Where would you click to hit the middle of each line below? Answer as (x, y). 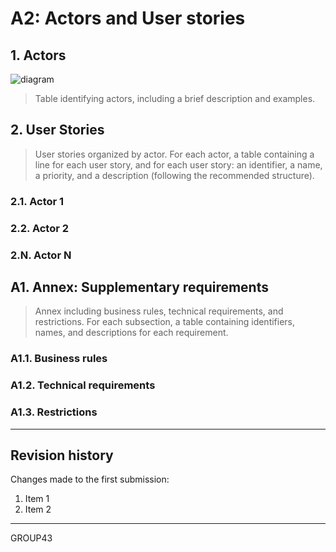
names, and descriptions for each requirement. (131, 333)
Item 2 (38, 509)
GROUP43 (31, 538)
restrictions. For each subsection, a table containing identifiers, (165, 322)
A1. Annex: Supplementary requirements (139, 287)
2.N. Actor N (41, 255)
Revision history (62, 455)
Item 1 (37, 499)
